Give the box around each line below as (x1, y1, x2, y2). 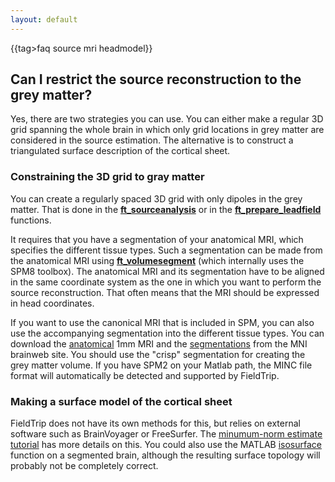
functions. (10, 214, 52, 226)
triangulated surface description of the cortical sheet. (10, 145, 231, 157)
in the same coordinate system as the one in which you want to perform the (10, 276, 322, 288)
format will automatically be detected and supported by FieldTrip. (10, 369, 280, 381)
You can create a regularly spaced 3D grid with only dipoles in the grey (10, 192, 303, 205)
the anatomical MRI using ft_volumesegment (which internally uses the (10, 254, 305, 266)
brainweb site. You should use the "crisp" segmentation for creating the (10, 348, 306, 360)
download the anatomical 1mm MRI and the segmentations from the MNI (10, 337, 308, 350)
